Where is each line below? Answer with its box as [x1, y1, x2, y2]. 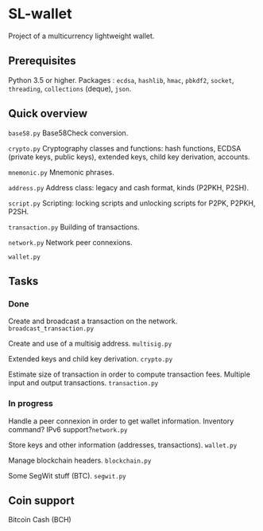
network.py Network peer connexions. [8, 237, 133, 247]
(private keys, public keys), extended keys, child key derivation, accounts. [8, 152, 250, 162]
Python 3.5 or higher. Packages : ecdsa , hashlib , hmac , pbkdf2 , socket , [8, 75, 234, 84]
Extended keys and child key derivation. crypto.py [8, 354, 173, 364]
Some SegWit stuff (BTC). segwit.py [8, 470, 127, 480]
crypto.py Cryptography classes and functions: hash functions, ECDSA [8, 143, 242, 153]
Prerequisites [8, 54, 76, 68]
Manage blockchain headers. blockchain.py [8, 455, 152, 465]
